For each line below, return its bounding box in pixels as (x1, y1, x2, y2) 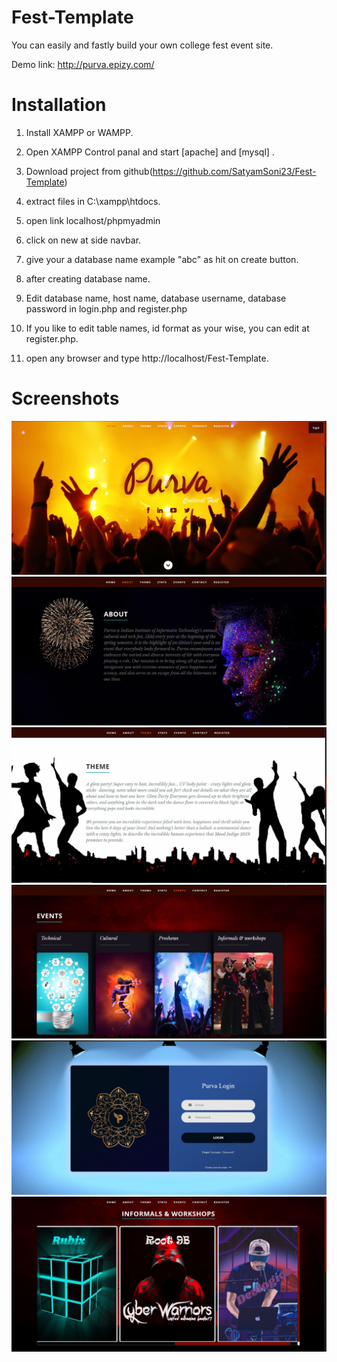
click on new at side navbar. (25, 234, 142, 246)
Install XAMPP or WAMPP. (25, 126, 134, 138)
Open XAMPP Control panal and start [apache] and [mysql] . (25, 146, 275, 158)
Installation (11, 94, 107, 116)
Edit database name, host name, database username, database (25, 292, 287, 304)
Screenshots (11, 387, 120, 410)
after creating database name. (25, 272, 151, 285)
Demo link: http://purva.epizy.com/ (11, 58, 155, 70)
